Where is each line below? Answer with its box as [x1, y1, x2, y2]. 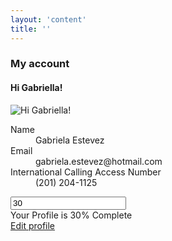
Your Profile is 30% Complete [10, 209, 133, 221]
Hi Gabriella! [10, 82, 63, 94]
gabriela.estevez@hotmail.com [35, 155, 163, 167]
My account [10, 57, 70, 71]
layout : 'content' [10, 14, 87, 25]
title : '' [10, 24, 52, 34]
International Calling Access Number [10, 166, 162, 178]
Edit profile [10, 219, 56, 231]
